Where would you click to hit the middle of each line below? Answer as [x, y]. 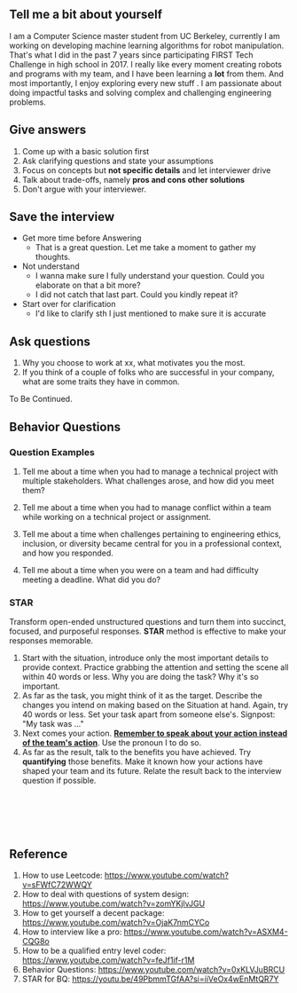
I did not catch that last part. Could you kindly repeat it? [137, 295]
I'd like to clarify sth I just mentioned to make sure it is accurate [151, 313]
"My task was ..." [53, 724]
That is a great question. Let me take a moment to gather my [146, 248]
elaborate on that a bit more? [88, 285]
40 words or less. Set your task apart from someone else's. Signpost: [148, 714]
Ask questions [50, 341]
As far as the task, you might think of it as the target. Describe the [142, 696]
